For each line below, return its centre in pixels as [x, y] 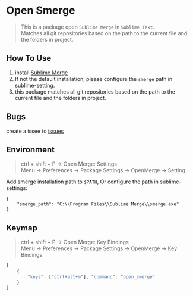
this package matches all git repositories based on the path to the [95, 91]
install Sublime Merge [41, 73]
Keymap [22, 228]
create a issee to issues [35, 131]
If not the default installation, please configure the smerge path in [94, 79]
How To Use [29, 58]
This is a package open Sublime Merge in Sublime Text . [88, 27]
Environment [31, 149]
